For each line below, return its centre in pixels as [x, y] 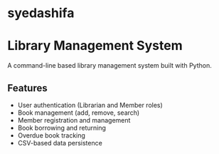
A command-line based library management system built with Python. [109, 66]
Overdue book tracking [51, 135]
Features [27, 88]
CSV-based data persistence [60, 143]
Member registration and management [74, 120]
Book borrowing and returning [62, 128]
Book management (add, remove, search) [79, 113]
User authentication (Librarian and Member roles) [90, 105]
